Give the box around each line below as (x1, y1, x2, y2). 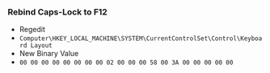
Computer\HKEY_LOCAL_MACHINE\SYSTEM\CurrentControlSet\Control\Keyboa (19, 34, 263, 43)
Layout (30, 42, 53, 50)
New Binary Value (19, 49, 79, 59)
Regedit (19, 25, 46, 34)
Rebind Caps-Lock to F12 (7, 6, 108, 18)
